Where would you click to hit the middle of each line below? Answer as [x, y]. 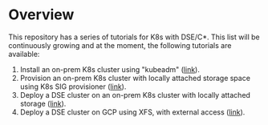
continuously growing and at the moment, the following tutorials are [120, 45]
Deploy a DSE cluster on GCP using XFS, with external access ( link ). [132, 112]
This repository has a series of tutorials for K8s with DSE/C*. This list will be [134, 37]
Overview [41, 15]
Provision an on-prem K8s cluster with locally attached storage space [135, 78]
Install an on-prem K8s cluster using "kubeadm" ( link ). [110, 69]
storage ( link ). [43, 103]
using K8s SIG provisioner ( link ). [73, 87]
